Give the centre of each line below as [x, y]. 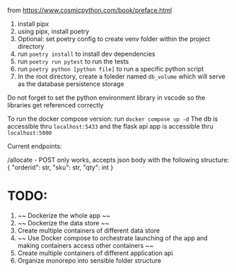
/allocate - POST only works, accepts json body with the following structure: [118, 160]
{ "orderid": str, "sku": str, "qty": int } [60, 167]
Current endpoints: [35, 146]
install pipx [33, 24]
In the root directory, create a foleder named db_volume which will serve [122, 76]
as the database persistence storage [71, 84]
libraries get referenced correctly [55, 105]
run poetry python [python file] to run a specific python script [111, 69]
